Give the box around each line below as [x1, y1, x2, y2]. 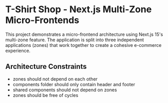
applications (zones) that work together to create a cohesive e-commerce [5, 42, 162, 48]
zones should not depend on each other [12, 75, 98, 82]
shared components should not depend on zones [12, 87, 117, 93]
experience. [5, 47, 31, 54]
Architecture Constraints [5, 62, 87, 71]
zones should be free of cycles [12, 92, 79, 98]
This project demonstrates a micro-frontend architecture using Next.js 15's [5, 31, 163, 37]
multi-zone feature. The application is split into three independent [5, 37, 144, 43]
